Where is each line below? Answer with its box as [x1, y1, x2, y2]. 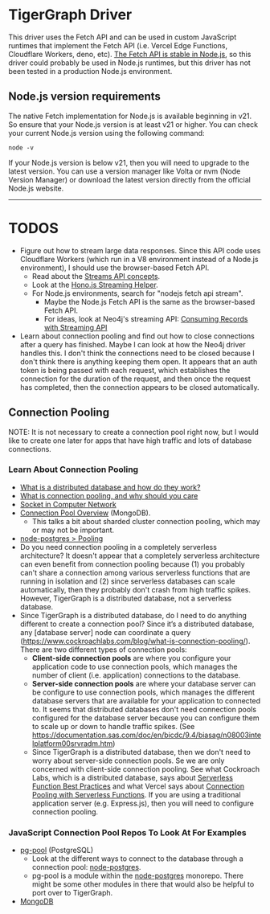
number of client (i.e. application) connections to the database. [31, 670, 241, 680]
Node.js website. [8, 183, 64, 193]
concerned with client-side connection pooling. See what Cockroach [31, 764, 260, 773]
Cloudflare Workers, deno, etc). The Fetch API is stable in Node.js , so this [8, 49, 252, 59]
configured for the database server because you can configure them [31, 713, 260, 723]
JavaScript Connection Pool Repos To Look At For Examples [8, 826, 247, 838]
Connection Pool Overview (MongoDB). [19, 508, 151, 518]
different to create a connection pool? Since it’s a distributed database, [19, 619, 255, 629]
